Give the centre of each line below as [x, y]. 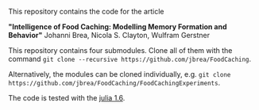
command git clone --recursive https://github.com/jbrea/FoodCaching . [130, 59]
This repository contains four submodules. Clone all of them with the [120, 50]
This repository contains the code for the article [86, 11]
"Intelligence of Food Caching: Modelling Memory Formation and [118, 27]
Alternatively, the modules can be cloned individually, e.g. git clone [120, 74]
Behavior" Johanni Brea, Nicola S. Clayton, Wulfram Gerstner [109, 35]
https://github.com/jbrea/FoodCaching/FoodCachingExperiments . [114, 83]
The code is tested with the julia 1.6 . [67, 98]
